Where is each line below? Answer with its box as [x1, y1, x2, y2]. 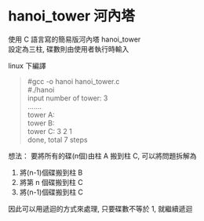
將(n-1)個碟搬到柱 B [19, 168, 83, 177]
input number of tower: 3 [27, 93, 108, 103]
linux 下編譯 [8, 60, 46, 71]
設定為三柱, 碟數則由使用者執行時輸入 [8, 44, 129, 53]
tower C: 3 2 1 [27, 126, 72, 136]
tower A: [27, 110, 55, 119]
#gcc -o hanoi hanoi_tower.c [27, 76, 120, 86]
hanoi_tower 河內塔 [8, 7, 136, 25]
